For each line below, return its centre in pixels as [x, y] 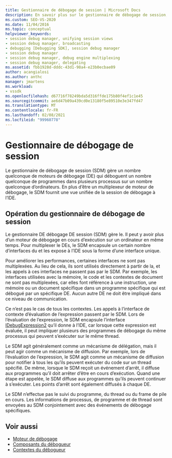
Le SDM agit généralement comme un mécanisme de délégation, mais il [81, 346]
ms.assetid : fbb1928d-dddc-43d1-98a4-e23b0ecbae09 [60, 67]
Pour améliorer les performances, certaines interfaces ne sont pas [75, 260]
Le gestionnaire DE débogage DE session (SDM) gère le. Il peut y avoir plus [85, 234]
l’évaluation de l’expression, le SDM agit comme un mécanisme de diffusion [85, 357]
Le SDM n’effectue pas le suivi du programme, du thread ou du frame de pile [86, 394]
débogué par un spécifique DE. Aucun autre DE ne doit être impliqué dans [83, 293]
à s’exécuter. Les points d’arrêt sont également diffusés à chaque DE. [78, 384]
